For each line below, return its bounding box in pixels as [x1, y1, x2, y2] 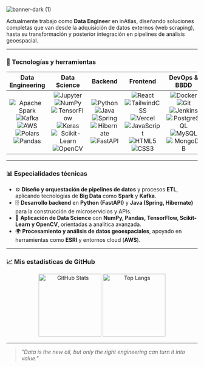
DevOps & [169, 74, 199, 82]
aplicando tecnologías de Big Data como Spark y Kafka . [15, 192, 157, 199]
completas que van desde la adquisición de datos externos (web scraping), [6, 24, 195, 31]
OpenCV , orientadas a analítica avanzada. [35, 221, 141, 228]
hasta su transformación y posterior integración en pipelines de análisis [6, 30, 185, 38]
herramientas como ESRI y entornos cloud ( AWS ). [15, 236, 141, 243]
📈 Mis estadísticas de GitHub [6, 257, 95, 266]
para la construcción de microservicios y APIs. [15, 207, 132, 215]
